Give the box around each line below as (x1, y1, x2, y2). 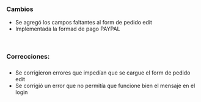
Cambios (6, 5, 34, 13)
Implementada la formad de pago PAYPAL (15, 25, 120, 32)
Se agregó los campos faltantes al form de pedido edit (15, 19, 153, 26)
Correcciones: (6, 53, 50, 61)
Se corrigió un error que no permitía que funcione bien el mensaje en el (15, 82, 196, 89)
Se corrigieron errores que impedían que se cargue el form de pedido (15, 69, 191, 76)
